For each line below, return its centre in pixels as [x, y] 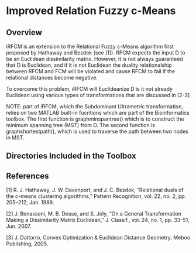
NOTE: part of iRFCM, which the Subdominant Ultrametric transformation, [94, 106]
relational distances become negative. [52, 78]
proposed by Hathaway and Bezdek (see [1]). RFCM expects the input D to [96, 53]
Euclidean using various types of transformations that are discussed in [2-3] [98, 95]
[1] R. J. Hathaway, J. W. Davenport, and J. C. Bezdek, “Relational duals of [95, 190]
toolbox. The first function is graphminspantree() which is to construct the [95, 119]
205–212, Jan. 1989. [30, 203]
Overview [24, 33]
